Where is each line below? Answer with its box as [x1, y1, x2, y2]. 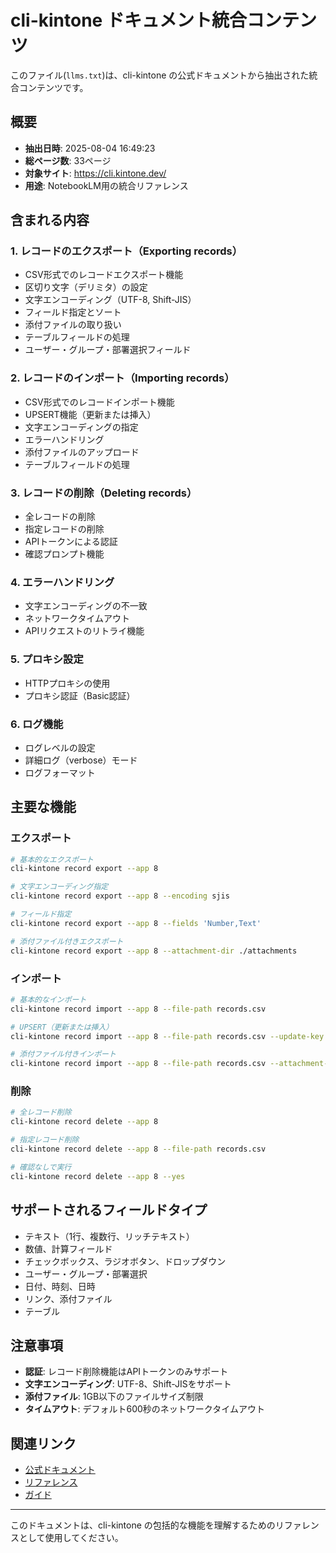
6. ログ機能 [10, 717, 64, 731]
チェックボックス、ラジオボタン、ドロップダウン [24, 1255, 227, 1267]
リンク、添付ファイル [24, 1292, 113, 1305]
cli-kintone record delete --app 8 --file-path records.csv [10, 1144, 267, 1155]
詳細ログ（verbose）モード [24, 754, 138, 766]
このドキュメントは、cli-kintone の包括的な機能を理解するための [10, 1519, 276, 1531]
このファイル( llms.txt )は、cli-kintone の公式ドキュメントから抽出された [10, 69, 310, 81]
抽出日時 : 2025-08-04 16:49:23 [24, 142, 156, 154]
